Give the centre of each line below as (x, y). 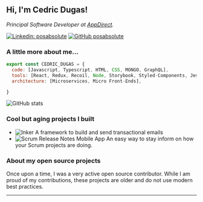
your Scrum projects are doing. (53, 145)
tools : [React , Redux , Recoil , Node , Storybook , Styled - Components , (100, 75)
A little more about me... (42, 52)
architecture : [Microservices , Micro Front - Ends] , (77, 81)
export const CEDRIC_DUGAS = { (46, 65)
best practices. (25, 187)
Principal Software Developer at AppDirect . (60, 24)
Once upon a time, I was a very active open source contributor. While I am (98, 174)
